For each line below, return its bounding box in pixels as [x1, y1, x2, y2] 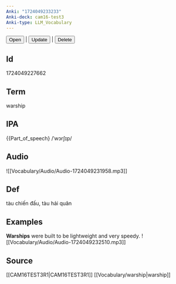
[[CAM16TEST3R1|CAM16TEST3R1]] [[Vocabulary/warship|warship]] [6, 271, 171, 279]
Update [31, 36, 48, 43]
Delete [57, 36, 72, 43]
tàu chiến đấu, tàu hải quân [6, 200, 72, 207]
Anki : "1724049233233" [6, 8, 62, 15]
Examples [6, 217, 43, 226]
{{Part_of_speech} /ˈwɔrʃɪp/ [6, 134, 72, 141]
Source [6, 256, 33, 266]
